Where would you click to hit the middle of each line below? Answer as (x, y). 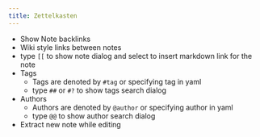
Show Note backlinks (55, 39)
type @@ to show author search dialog (94, 116)
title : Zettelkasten (43, 16)
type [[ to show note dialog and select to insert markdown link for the (136, 56)
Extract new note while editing (70, 124)
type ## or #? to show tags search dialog (99, 90)
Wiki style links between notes (71, 47)
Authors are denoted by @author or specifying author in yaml (132, 107)
